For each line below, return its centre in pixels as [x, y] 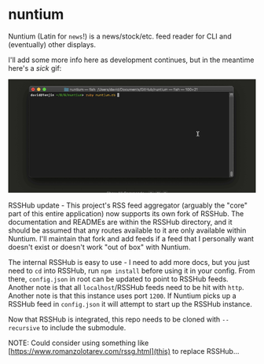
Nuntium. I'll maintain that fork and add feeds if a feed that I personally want [131, 239]
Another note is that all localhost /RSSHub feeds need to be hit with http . [126, 288]
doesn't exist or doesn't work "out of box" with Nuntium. [99, 247]
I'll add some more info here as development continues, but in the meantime [131, 60]
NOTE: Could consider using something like [79, 343]
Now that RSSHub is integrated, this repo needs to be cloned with [114, 319]
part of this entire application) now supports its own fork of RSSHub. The [126, 214]
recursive [24, 329]
